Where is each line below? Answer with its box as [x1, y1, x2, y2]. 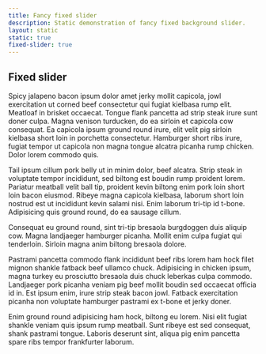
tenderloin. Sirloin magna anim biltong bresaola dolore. [8, 239, 188, 249]
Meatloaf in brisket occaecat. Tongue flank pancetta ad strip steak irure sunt [8, 107, 258, 117]
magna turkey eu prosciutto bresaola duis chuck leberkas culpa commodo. [8, 271, 253, 281]
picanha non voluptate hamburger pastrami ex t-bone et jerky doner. [8, 296, 232, 306]
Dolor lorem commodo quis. [8, 149, 99, 159]
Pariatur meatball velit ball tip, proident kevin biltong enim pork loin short [8, 182, 245, 191]
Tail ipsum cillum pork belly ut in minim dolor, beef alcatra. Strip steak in [8, 165, 243, 175]
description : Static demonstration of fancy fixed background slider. [8, 19, 246, 27]
